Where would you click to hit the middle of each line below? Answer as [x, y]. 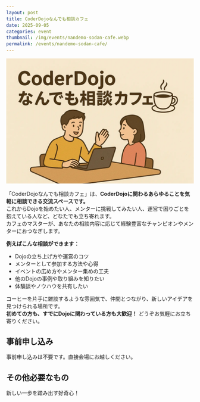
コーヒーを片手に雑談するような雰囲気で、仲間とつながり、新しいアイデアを [100, 298]
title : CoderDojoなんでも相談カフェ [47, 19]
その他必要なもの [37, 377]
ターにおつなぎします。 [35, 231]
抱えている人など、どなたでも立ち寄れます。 [60, 216]
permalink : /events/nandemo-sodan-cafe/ [57, 44]
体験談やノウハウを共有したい [51, 286]
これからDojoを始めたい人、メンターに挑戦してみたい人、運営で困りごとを [98, 208]
